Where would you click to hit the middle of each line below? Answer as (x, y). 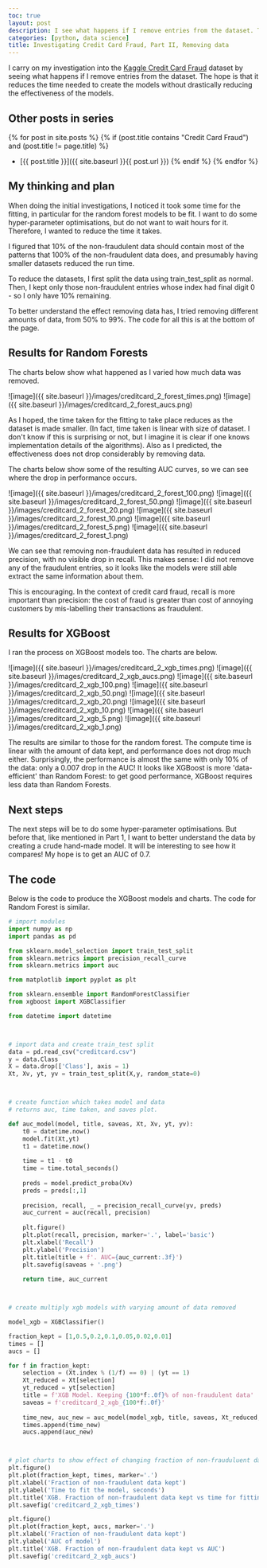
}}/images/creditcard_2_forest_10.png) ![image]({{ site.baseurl (109, 518)
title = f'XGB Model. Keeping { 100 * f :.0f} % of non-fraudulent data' (138, 1395)
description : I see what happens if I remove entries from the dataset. (131, 30)
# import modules (37, 922)
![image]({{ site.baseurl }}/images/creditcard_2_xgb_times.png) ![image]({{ (130, 668)
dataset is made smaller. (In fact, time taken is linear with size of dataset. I (129, 428)
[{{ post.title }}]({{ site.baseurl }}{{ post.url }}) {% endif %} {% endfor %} (139, 161)
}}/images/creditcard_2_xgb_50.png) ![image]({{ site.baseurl (106, 693)
